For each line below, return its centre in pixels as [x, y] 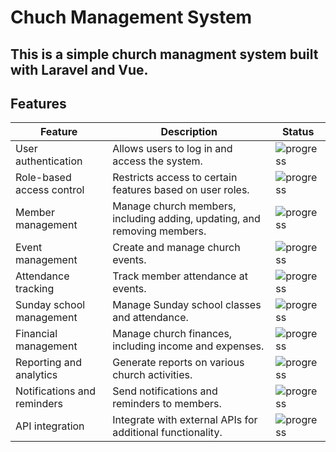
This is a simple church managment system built [164, 54]
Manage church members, [174, 206]
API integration [50, 426]
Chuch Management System [131, 17]
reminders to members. [167, 404]
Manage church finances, [172, 334]
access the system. [157, 161]
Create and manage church [176, 248]
